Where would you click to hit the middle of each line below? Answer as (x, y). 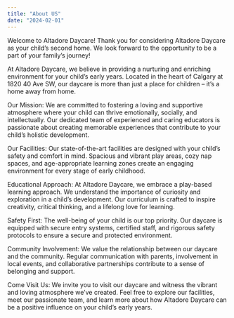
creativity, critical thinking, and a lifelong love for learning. (91, 206)
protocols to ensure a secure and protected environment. (90, 235)
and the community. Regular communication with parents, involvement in (113, 256)
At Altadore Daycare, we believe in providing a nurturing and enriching (109, 69)
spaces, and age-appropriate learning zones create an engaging (101, 163)
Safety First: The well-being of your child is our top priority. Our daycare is (115, 220)
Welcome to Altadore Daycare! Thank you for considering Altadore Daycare (117, 40)
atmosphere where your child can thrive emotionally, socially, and (102, 112)
